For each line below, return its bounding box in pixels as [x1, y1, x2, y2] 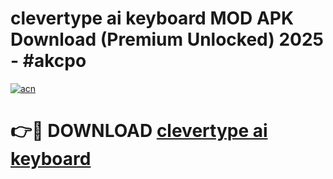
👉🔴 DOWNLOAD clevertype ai [10, 120, 268, 142]
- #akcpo [10, 50, 87, 72]
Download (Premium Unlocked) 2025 [10, 28, 325, 51]
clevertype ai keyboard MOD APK [10, 7, 295, 30]
